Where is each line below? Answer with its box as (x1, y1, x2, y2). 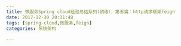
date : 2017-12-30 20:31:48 (6, 14, 73, 20)
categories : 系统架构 (6, 25, 57, 32)
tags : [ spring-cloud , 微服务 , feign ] (6, 20, 93, 26)
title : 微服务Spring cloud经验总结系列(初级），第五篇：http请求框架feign (6, 8, 175, 15)
